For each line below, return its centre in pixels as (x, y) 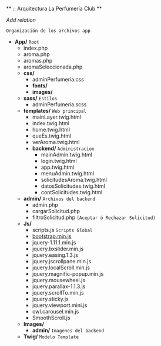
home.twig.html (51, 130)
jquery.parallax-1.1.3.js (59, 286)
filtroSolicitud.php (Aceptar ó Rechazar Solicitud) (94, 217)
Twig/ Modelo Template (51, 337)
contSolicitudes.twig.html (72, 192)
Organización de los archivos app (48, 31)
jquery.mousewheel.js (59, 280)
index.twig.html (51, 123)
